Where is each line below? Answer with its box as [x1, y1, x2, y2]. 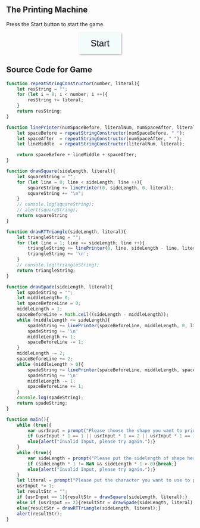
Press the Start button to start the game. [6, 20, 105, 27]
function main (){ [6, 417, 49, 423]
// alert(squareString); [17, 207, 79, 213]
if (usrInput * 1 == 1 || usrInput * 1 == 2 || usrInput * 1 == [27, 433, 190, 439]
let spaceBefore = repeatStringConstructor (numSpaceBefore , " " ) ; [17, 130, 185, 136]
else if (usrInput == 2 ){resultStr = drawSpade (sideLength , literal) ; [17, 499, 196, 505]
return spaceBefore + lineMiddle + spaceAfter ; [17, 152, 137, 158]
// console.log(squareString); [17, 201, 95, 207]
